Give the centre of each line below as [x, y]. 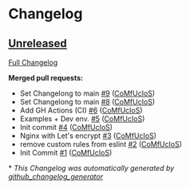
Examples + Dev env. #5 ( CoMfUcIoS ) [82, 119]
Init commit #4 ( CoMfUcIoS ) [66, 127]
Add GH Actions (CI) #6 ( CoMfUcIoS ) [81, 110]
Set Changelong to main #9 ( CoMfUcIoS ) [87, 93]
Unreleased [38, 43]
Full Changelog [33, 62]
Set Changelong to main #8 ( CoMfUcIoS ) [87, 102]
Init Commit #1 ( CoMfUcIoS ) [66, 153]
